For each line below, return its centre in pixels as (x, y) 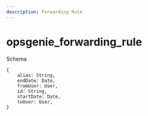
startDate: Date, (39, 97)
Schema (17, 59)
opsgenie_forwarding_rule (74, 42)
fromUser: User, (38, 86)
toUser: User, (35, 102)
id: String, (32, 91)
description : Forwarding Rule (45, 12)
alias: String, (36, 75)
